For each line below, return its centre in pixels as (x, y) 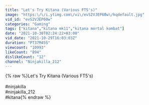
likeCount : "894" (23, 52)
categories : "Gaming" (28, 24)
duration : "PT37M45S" (28, 43)
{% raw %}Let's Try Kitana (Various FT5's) (49, 76)
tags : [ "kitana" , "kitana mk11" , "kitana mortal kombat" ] (65, 29)
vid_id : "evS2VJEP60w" (29, 19)
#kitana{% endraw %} (28, 97)
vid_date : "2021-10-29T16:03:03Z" (41, 38)
